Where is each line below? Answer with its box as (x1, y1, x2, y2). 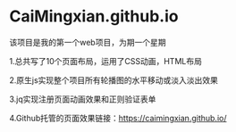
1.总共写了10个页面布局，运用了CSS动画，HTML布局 (9, 55, 203, 66)
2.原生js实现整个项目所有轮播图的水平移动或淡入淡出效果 (9, 74, 219, 86)
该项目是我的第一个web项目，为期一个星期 (9, 37, 166, 47)
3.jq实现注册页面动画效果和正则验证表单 (9, 94, 156, 104)
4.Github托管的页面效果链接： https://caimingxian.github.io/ (9, 112, 227, 123)
